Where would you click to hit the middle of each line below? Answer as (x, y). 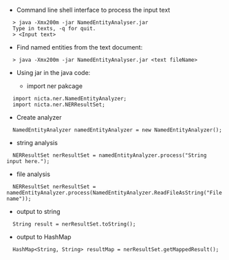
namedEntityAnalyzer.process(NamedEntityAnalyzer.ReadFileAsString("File (115, 193)
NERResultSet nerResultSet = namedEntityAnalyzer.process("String (110, 155)
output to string (38, 212)
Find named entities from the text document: (79, 47)
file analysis (33, 174)
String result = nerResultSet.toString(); (74, 224)
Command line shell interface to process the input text (93, 10)
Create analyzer (39, 117)
